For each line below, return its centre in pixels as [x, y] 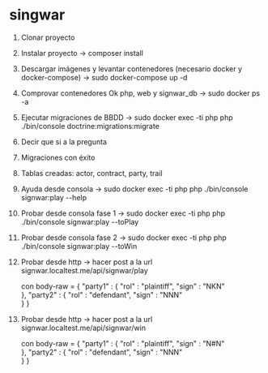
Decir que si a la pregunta [64, 141]
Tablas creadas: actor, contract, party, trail [91, 173]
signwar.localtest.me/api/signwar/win [83, 328]
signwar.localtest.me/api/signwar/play [84, 270]
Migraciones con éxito [58, 157]
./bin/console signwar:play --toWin [79, 246]
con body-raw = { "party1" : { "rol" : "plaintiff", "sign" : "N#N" [123, 343]
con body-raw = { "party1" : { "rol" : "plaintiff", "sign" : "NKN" [123, 286]
